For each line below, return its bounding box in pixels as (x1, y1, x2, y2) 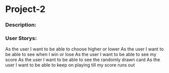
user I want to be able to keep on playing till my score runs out (5, 62, 135, 68)
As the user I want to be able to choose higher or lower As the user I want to (5, 46, 164, 52)
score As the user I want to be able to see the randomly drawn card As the (5, 56, 160, 63)
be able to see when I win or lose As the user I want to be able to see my (5, 51, 157, 57)
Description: (5, 21, 36, 28)
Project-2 (5, 3, 46, 15)
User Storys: (5, 35, 37, 42)
